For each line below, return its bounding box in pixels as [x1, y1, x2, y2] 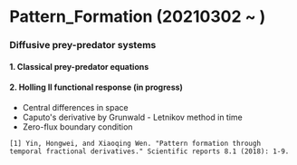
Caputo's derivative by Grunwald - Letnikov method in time [22, 112, 243, 122]
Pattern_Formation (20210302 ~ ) [9, 6, 266, 27]
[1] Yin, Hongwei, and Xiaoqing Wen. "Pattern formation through [9, 139, 261, 148]
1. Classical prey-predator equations [9, 61, 149, 72]
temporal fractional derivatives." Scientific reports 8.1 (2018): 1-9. [9, 147, 290, 156]
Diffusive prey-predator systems [9, 39, 157, 52]
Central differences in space [22, 102, 129, 112]
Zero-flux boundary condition [22, 121, 133, 132]
